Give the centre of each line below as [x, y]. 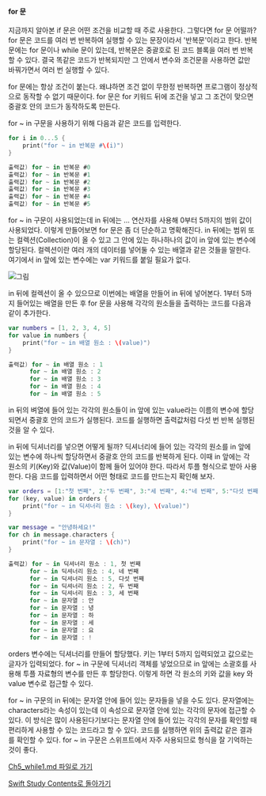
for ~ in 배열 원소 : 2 [65, 372]
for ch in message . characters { [61, 535]
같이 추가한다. [30, 313]
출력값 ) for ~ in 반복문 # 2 [49, 182]
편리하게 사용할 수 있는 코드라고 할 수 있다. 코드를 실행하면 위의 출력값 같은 [123, 730]
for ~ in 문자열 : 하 [61, 616]
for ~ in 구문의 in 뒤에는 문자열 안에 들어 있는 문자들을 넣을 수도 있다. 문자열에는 [131, 700]
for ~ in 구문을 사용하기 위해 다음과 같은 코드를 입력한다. [95, 123]
